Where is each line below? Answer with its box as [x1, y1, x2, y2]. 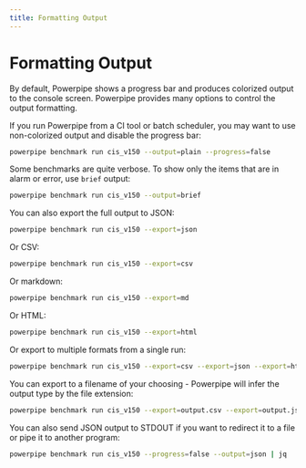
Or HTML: [9, 309, 46, 320]
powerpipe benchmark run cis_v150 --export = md [9, 294, 189, 303]
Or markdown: [9, 276, 64, 287]
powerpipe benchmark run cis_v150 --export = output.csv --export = [9, 405, 262, 415]
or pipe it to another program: [9, 432, 120, 442]
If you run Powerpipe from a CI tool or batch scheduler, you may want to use [9, 120, 296, 130]
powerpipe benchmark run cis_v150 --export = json [9, 225, 198, 234]
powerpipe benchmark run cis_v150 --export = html [9, 328, 198, 337]
